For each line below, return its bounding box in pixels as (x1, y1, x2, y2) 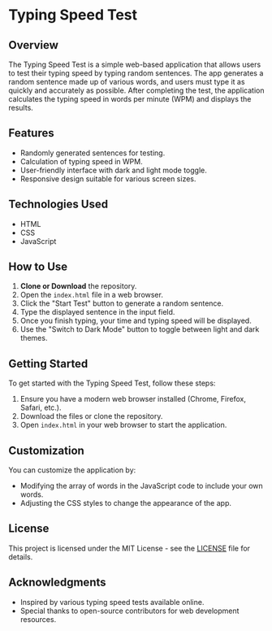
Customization (8, 443, 85, 457)
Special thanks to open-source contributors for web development (19, 606, 240, 616)
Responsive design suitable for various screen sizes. (19, 173, 196, 184)
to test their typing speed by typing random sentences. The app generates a (8, 68, 264, 78)
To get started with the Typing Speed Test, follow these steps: (8, 378, 216, 388)
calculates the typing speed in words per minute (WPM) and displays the (8, 94, 252, 103)
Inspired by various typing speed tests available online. (19, 597, 205, 607)
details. (8, 551, 33, 562)
